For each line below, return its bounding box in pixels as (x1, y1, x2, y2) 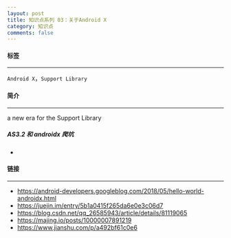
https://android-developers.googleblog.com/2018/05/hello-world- (16, 186, 204, 195)
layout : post (7, 10, 45, 17)
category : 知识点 (7, 23, 54, 30)
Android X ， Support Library (7, 74, 87, 83)
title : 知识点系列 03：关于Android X (7, 17, 107, 23)
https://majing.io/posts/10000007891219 (16, 216, 132, 224)
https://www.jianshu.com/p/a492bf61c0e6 (16, 223, 137, 231)
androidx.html (16, 194, 57, 202)
